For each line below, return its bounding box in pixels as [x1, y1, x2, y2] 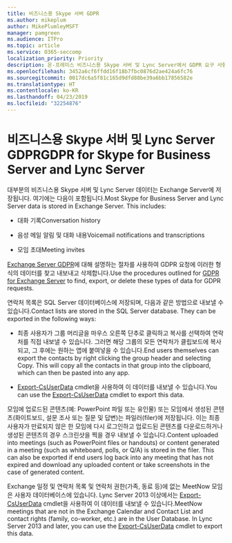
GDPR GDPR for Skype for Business [7, 147, 211, 163]
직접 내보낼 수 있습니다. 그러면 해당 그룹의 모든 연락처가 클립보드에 [30, 337, 209, 345]
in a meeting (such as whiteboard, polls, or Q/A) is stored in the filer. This [7, 446, 215, 454]
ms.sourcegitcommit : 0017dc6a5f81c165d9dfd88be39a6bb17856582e [7, 74, 193, 82]
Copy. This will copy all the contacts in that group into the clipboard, [17, 361, 211, 370]
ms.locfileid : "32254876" [7, 100, 81, 107]
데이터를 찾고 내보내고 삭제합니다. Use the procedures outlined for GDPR [19, 269, 220, 277]
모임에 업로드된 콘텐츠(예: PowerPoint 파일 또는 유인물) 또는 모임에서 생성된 [7, 405, 212, 413]
